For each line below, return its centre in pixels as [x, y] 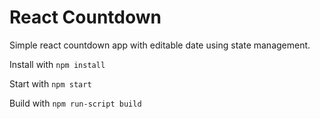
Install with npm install [57, 64]
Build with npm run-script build [75, 103]
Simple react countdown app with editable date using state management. [160, 45]
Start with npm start [50, 83]
